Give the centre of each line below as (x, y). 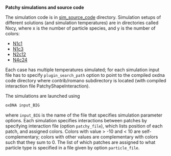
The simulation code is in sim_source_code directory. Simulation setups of (83, 17)
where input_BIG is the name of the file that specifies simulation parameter (84, 115)
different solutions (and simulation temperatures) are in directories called (82, 23)
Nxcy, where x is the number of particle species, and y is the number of (80, 28)
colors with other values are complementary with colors (99, 137)
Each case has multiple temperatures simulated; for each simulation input (82, 70)
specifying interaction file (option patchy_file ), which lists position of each (84, 126)
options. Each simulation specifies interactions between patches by (76, 120)
